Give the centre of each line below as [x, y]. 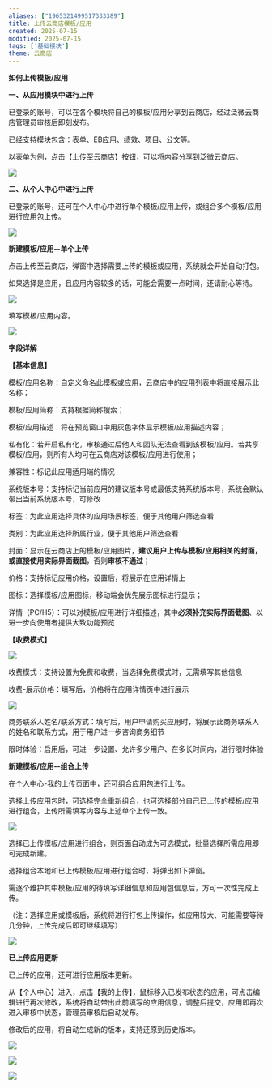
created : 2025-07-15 [43, 31]
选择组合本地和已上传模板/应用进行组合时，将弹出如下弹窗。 [109, 870]
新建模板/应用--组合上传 [49, 766]
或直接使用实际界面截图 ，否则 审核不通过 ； [79, 561]
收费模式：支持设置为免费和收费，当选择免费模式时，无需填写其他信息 [125, 672]
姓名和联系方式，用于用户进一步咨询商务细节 [89, 732]
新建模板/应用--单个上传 [49, 249]
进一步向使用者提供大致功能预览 [62, 622]
